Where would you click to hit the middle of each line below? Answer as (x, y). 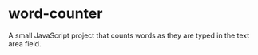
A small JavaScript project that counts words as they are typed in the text (129, 35)
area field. (25, 43)
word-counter (56, 14)
